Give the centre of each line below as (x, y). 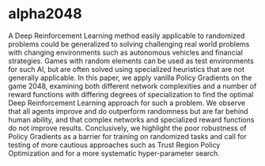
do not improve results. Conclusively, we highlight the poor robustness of (127, 128)
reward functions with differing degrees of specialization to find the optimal (131, 94)
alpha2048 (45, 14)
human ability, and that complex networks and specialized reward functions (131, 119)
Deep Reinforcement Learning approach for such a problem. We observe (127, 103)
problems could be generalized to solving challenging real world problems (129, 43)
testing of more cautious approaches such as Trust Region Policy (114, 145)
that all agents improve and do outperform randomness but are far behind (128, 111)
